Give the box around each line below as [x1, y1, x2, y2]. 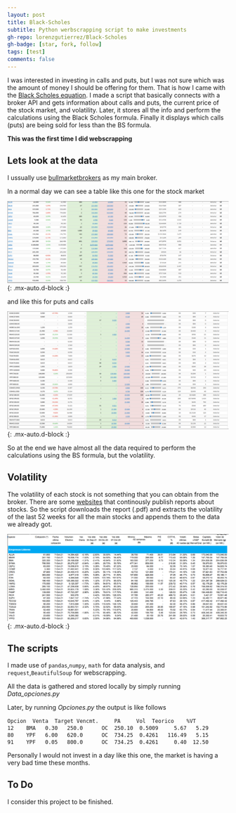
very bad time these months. [7, 758, 91, 767]
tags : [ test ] [7, 48, 46, 56]
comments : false [7, 56, 55, 63]
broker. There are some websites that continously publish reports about [7, 497, 214, 506]
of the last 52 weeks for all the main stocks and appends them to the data [7, 512, 220, 521]
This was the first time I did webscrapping [7, 134, 133, 143]
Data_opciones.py [7, 689, 60, 698]
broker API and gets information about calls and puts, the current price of [7, 98, 220, 107]
